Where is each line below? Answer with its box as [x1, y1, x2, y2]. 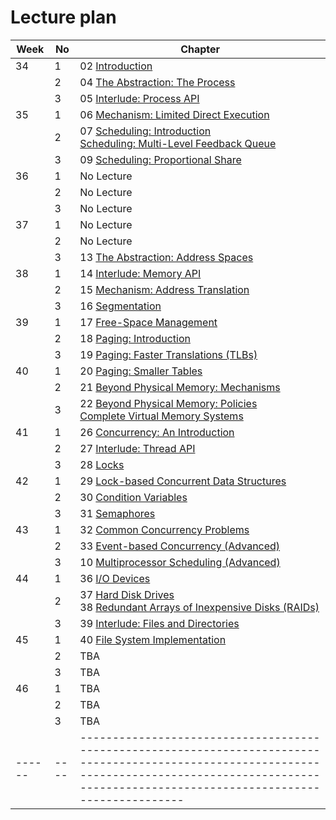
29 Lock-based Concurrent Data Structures [79, 474, 287, 488]
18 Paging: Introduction [79, 331, 191, 345]
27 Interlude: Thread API [79, 441, 196, 455]
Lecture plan [10, 6, 117, 29]
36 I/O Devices [79, 571, 151, 585]
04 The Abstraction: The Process [79, 75, 236, 89]
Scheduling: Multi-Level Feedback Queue [79, 136, 277, 150]
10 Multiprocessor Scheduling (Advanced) [79, 555, 281, 569]
